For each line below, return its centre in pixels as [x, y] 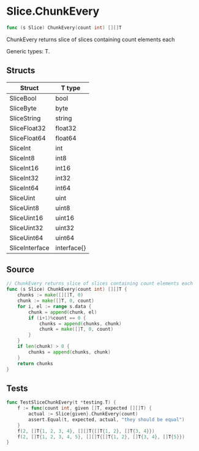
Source [21, 270]
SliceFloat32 [28, 128]
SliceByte [23, 108]
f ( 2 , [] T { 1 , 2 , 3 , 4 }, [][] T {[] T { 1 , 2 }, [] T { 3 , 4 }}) [86, 431]
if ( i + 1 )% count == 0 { [57, 318]
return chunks [35, 363]
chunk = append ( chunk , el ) [63, 312]
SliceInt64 [24, 188]
